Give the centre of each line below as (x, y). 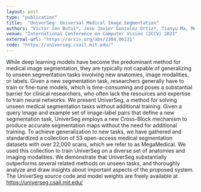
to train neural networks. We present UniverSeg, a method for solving (92, 100)
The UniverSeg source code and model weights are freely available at (92, 176)
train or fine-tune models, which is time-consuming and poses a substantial (99, 87)
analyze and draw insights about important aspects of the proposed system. (100, 169)
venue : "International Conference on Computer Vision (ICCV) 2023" (92, 34)
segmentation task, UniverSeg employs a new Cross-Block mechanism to (97, 119)
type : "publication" (32, 17)
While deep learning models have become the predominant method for (93, 62)
